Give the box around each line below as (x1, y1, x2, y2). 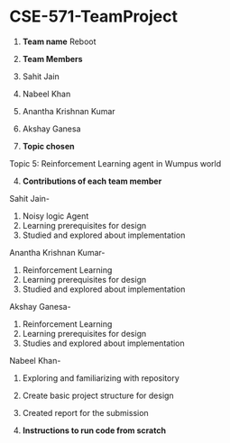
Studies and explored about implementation (22, 338, 185, 348)
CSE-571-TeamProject (9, 6, 179, 27)
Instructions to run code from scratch (22, 425, 167, 436)
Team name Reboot (22, 36, 97, 47)
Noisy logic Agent (22, 210, 89, 221)
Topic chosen (22, 140, 75, 151)
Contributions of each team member (22, 176, 162, 186)
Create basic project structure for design (22, 390, 174, 401)
